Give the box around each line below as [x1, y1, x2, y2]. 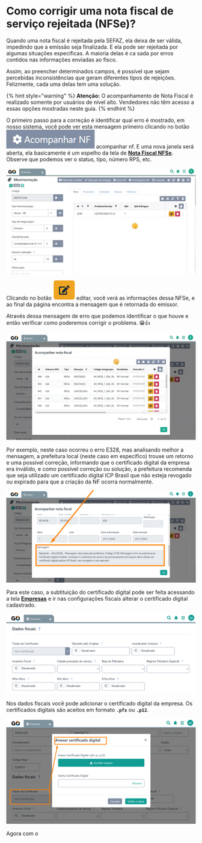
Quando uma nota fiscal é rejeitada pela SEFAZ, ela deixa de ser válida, [6, 37, 182, 44]
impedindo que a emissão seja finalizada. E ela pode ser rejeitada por [6, 43, 179, 51]
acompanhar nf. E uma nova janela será [96, 143, 194, 150]
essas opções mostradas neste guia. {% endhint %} [6, 105, 135, 112]
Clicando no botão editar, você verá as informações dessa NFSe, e [6, 295, 195, 302]
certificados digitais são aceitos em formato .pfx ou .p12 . [6, 706, 149, 713]
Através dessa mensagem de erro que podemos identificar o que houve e [6, 313, 189, 320]
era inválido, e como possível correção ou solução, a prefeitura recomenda [6, 465, 192, 473]
